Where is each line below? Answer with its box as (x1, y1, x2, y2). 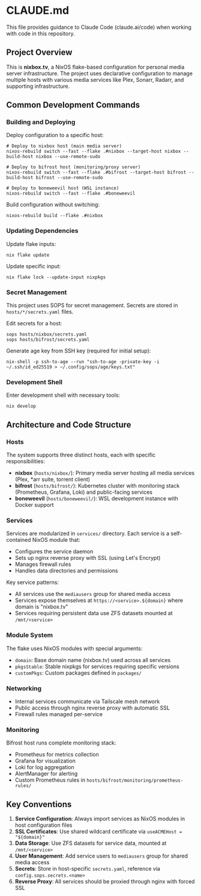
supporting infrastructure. (6, 82, 70, 90)
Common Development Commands (6, 100, 140, 110)
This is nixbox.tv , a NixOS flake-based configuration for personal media (6, 63, 185, 70)
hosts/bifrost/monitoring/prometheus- (86, 778, 184, 784)
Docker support (14, 502, 54, 509)
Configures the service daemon (14, 548, 94, 555)
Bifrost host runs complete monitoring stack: (6, 739, 116, 746)
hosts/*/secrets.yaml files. (6, 308, 74, 316)
